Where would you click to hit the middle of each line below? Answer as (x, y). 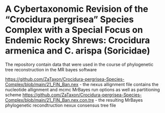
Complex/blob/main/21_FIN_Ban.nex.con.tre (50, 100)
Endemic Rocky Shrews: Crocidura (78, 41)
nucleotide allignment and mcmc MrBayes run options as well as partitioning (82, 89)
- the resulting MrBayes (119, 100)
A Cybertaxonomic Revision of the (77, 9)
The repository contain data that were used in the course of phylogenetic (79, 64)
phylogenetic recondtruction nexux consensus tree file (61, 105)
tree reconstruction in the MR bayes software (51, 69)
